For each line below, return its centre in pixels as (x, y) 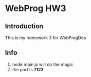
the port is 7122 (28, 69)
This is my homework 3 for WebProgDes (45, 38)
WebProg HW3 (36, 8)
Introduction (24, 26)
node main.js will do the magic (43, 64)
